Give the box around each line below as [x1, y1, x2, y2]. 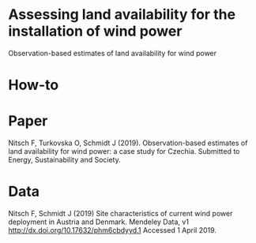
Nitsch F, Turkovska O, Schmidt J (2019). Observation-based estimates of [8, 138, 248, 148]
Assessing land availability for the [8, 6, 235, 24]
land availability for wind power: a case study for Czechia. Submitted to [8, 147, 240, 156]
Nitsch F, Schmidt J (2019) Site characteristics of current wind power [8, 209, 233, 218]
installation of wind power [8, 22, 183, 40]
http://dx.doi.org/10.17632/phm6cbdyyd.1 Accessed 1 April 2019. [8, 226, 217, 234]
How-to [8, 77, 59, 94]
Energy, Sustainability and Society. [8, 155, 121, 165]
